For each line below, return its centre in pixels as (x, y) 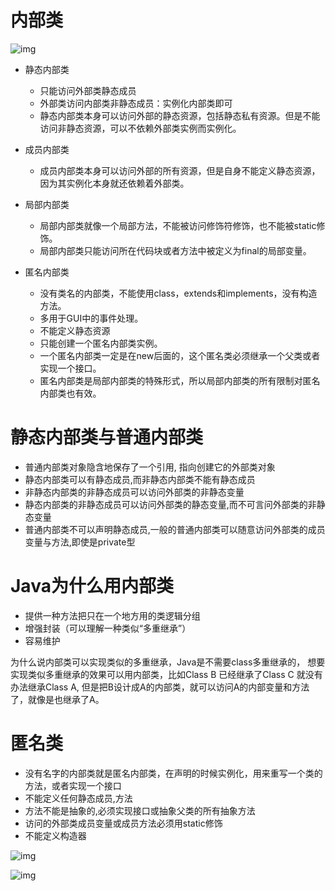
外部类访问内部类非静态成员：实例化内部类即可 (136, 103)
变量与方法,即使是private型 (80, 542)
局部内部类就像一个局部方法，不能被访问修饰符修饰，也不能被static (178, 225)
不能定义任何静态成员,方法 (78, 798)
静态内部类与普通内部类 (107, 437)
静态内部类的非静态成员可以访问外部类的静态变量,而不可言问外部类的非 (170, 504)
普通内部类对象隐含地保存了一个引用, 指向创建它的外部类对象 (150, 467)
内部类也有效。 (70, 393)
